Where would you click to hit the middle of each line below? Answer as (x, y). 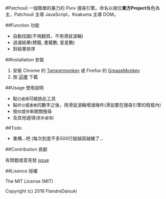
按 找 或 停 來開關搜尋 (32, 111)
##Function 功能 (22, 25)
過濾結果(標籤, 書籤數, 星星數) (44, 42)
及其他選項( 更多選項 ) (33, 118)
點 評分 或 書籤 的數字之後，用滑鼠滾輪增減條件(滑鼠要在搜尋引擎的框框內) (87, 105)
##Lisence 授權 (21, 171)
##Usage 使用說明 (25, 88)
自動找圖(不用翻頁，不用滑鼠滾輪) (48, 36)
